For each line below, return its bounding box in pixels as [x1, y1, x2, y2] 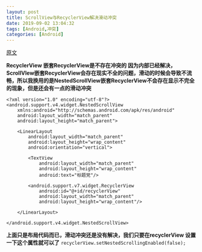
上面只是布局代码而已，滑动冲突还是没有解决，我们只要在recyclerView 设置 [6, 231, 196, 239]
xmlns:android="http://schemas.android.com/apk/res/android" [17, 107, 175, 114]
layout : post [6, 9, 39, 15]
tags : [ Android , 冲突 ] [6, 26, 59, 32]
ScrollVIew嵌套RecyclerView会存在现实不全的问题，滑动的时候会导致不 [6, 69, 187, 77]
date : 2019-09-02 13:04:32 [6, 20, 75, 26]
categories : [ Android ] [6, 32, 64, 38]
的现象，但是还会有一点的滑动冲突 [6, 84, 92, 92]
